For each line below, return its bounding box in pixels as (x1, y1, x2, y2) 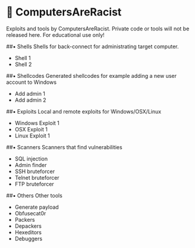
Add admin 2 (14, 96, 46, 103)
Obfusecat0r (14, 209, 46, 216)
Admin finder (14, 161, 47, 168)
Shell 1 (14, 54, 31, 61)
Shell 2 (14, 61, 32, 68)
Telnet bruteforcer (14, 174, 59, 181)
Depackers (14, 222, 42, 230)
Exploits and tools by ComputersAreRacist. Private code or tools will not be (6, 25, 190, 32)
